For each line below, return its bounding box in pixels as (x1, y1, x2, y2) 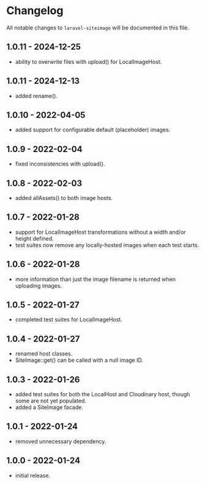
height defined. (15, 234, 54, 242)
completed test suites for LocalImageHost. (15, 316, 122, 323)
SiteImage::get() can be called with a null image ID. (15, 356, 144, 364)
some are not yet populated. (15, 397, 87, 405)
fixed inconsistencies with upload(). (15, 160, 105, 167)
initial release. (15, 472, 51, 479)
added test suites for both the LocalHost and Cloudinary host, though (15, 391, 190, 398)
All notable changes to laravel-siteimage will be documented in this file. (6, 24, 190, 31)
